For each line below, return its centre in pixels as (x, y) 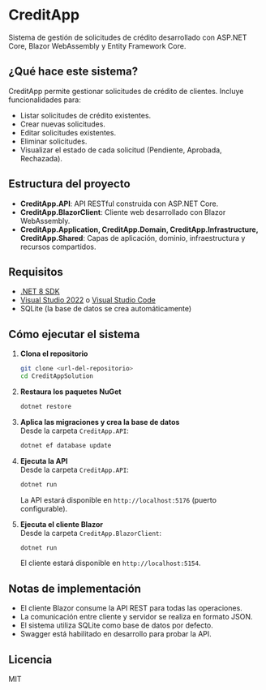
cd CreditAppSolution (56, 376)
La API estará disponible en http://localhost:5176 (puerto (118, 499)
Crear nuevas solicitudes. (62, 124)
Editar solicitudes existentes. (68, 132)
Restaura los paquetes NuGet (71, 392)
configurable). (44, 508)
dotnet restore (46, 406)
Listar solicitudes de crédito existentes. (86, 115)
